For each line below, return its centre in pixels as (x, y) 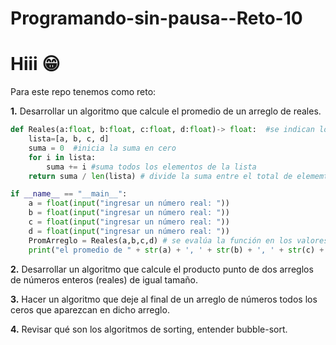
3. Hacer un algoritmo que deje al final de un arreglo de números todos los (164, 299)
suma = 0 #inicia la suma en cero (102, 148)
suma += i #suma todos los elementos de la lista (151, 167)
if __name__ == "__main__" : (69, 194)
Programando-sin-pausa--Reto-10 (156, 18)
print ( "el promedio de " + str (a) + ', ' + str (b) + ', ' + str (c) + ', (180, 250)
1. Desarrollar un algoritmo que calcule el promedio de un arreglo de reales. (166, 111)
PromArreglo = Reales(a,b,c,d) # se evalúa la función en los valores (178, 240)
